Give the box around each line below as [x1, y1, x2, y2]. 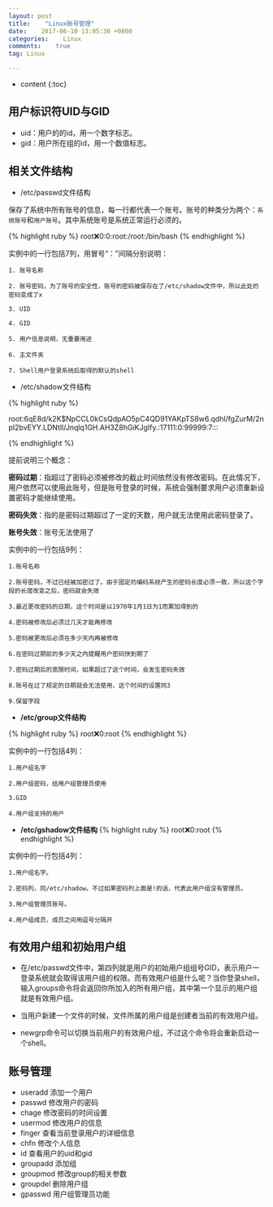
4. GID [8, 319, 31, 327]
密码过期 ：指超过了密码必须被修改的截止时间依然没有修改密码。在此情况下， [8, 472, 265, 482]
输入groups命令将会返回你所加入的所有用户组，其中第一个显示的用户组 [19, 983, 258, 993]
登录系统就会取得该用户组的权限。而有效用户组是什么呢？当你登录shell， [19, 973, 264, 983]
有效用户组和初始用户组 [8, 940, 126, 954]
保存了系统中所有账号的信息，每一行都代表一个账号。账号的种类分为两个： [8, 204, 258, 214]
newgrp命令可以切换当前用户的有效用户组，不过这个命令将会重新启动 [19, 1028, 253, 1038]
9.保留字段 [8, 697, 41, 705]
